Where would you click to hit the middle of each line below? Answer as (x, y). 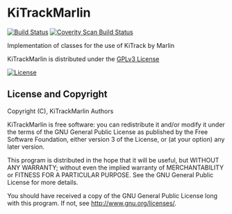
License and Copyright (57, 94)
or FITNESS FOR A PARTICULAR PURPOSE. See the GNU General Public (110, 174)
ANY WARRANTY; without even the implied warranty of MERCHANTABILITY (116, 167)
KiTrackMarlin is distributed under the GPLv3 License (83, 59)
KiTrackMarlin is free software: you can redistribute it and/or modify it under (116, 124)
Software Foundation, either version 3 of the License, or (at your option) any (116, 139)
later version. (26, 147)
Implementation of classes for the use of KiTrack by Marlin (91, 45)
